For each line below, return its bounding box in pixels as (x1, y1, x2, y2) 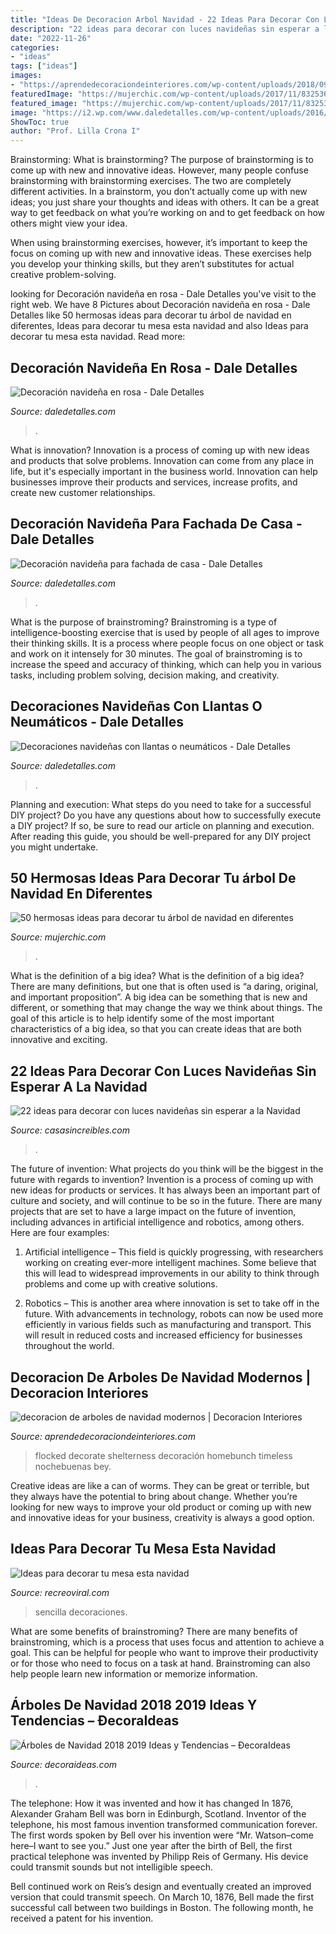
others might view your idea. (10, 217, 128, 230)
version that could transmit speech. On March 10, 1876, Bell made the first (10, 1891, 314, 1903)
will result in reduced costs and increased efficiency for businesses (24, 1329, 303, 1341)
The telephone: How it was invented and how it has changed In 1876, (10, 1797, 294, 1809)
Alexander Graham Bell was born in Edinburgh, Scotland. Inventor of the (10, 1807, 307, 1820)
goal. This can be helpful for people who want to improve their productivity (10, 1646, 319, 1658)
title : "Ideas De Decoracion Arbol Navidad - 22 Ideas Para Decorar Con (10, 14, 320, 25)
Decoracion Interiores (10, 1384, 149, 1401)
